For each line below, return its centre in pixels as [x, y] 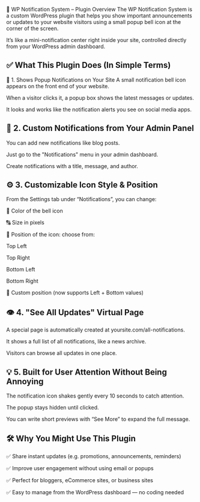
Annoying [25, 381]
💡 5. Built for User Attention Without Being [86, 372]
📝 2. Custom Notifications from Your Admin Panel [100, 128]
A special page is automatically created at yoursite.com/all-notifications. [95, 330]
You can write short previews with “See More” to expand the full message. [98, 419]
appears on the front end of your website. [58, 86]
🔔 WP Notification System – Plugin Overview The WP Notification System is [99, 9]
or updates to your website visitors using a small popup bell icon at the [94, 22]
